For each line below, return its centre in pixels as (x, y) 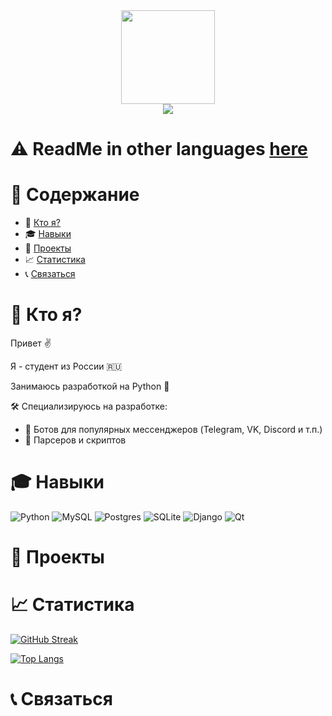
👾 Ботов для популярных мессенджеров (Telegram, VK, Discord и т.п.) (173, 430)
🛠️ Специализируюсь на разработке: (89, 406)
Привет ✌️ (31, 343)
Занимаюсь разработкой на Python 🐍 (90, 386)
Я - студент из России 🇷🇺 (66, 366)
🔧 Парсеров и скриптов (75, 440)
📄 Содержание (75, 195)
